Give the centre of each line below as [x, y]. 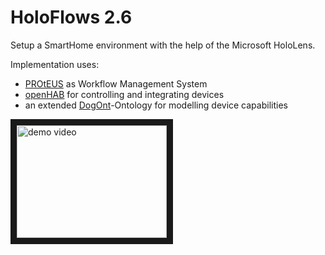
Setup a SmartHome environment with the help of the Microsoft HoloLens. [163, 45]
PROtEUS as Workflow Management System [116, 83]
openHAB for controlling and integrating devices [124, 94]
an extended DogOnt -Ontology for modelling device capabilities [156, 105]
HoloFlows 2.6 [71, 17]
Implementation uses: [55, 64]
